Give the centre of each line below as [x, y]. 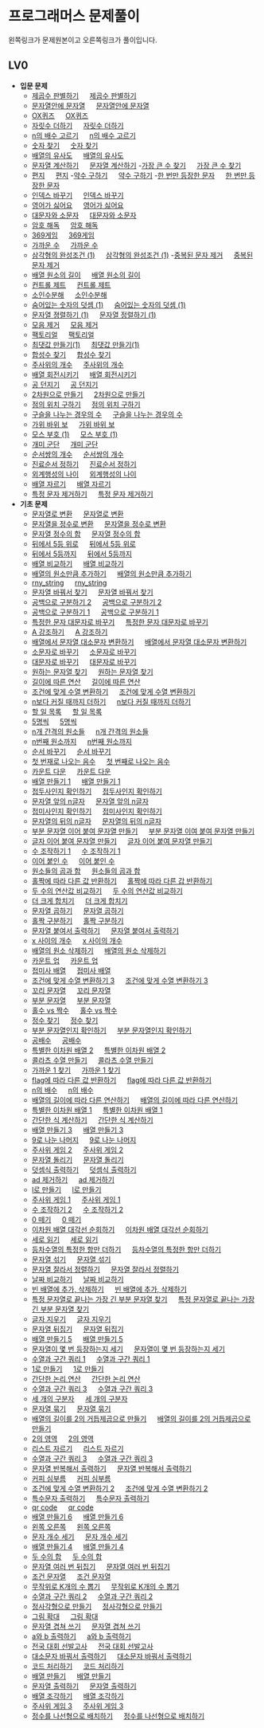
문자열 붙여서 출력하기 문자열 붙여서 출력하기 [105, 931]
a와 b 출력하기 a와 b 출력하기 [81, 1636]
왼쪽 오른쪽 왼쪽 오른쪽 [71, 1526]
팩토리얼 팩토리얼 [63, 335]
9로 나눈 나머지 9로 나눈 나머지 [84, 1139]
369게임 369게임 [63, 235]
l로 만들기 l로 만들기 [66, 1189]
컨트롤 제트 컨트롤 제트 [71, 284]
